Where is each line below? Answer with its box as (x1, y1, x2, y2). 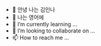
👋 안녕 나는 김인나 (12, 6, 55, 13)
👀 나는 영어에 (12, 13, 44, 21)
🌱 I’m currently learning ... (12, 21, 78, 28)
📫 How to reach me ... (12, 34, 69, 41)
